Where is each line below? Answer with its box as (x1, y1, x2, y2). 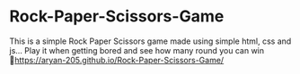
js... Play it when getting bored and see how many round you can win (9, 45, 265, 55)
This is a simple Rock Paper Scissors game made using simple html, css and (9, 36, 292, 46)
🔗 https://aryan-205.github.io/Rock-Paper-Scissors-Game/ (9, 54, 225, 65)
